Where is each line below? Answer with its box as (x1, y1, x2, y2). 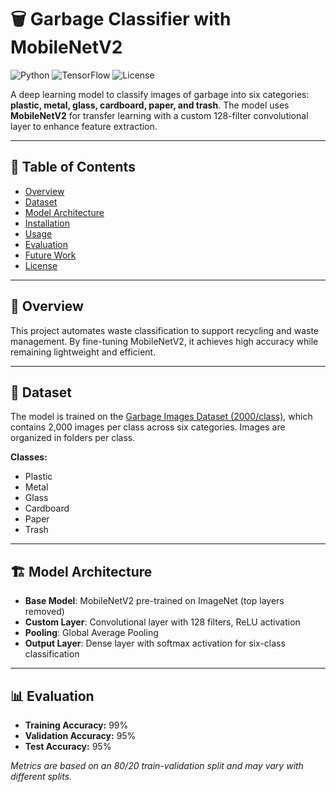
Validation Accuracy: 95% (24, 730, 137, 741)
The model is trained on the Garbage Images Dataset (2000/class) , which (10, 411, 313, 423)
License (24, 259, 58, 271)
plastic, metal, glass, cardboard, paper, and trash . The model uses (10, 99, 290, 111)
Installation (24, 217, 71, 229)
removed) (24, 606, 65, 618)
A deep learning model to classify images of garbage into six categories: (10, 88, 310, 100)
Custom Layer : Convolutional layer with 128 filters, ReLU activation (24, 616, 301, 628)
